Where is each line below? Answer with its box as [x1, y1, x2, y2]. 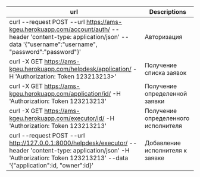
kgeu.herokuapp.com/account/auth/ [9, 25, 110, 33]
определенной [145, 90, 187, 97]
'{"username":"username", [23, 40, 98, 48]
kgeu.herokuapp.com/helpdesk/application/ [9, 65, 132, 73]
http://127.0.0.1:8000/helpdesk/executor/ [9, 139, 128, 147]
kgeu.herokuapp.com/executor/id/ [9, 114, 105, 122]
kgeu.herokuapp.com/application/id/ [9, 90, 111, 97]
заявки [145, 97, 165, 105]
